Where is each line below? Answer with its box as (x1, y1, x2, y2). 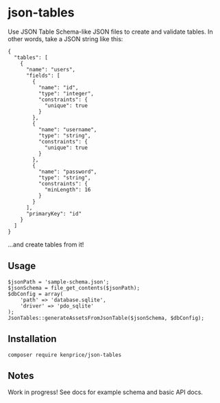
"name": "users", (25, 66, 76, 73)
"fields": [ (25, 72, 60, 79)
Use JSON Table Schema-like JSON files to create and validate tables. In (8, 27, 213, 36)
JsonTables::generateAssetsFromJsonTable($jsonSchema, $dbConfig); (8, 314, 205, 321)
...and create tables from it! (8, 240, 84, 249)
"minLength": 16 (44, 186, 91, 193)
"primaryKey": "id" (25, 210, 82, 217)
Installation (8, 333, 57, 345)
